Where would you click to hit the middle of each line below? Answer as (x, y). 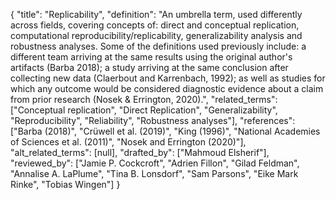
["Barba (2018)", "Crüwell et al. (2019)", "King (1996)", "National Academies (165, 131)
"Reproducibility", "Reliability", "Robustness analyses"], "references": (153, 120)
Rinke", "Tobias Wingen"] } (65, 184)
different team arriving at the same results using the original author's (151, 57)
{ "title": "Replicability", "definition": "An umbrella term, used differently (156, 14)
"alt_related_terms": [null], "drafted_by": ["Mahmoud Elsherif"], (140, 152)
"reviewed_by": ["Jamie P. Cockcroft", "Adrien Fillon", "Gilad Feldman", (155, 163)
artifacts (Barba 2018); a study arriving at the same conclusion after (149, 67)
